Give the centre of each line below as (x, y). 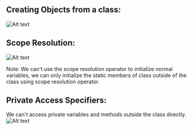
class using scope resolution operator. (53, 81)
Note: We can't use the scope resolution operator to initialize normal (90, 69)
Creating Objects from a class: (64, 10)
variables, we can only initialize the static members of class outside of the (96, 75)
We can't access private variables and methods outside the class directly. (96, 114)
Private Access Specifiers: (56, 100)
